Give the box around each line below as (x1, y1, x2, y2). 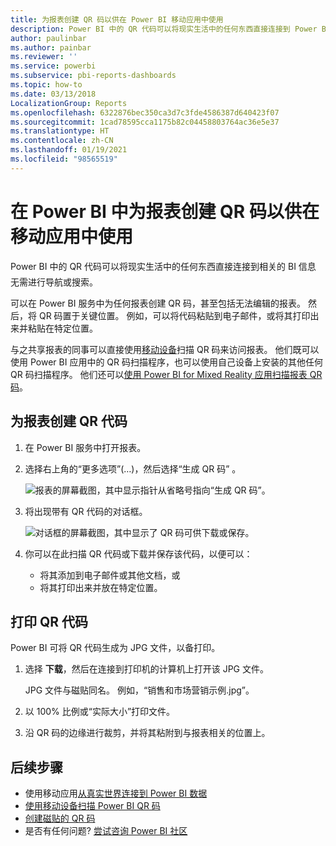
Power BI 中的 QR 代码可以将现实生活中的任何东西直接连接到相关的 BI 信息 (10, 260, 317, 272)
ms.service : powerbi (10, 61, 97, 71)
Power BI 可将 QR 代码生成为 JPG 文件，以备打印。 (10, 642, 221, 654)
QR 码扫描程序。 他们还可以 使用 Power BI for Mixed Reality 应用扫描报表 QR (10, 368, 323, 380)
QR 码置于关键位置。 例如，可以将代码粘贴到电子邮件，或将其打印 (38, 309, 311, 321)
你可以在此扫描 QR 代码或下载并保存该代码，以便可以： (24, 547, 253, 560)
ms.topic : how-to (10, 80, 83, 90)
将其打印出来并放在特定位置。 (39, 581, 163, 593)
